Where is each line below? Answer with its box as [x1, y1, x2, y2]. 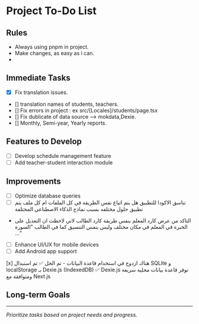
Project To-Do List [6, 4, 97, 18]
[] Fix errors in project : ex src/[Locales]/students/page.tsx [14, 106, 158, 114]
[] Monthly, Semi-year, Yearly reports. [14, 119, 107, 127]
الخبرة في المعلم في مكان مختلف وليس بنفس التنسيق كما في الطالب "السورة [14, 223, 188, 230]
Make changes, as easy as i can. [14, 50, 95, 57]
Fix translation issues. [14, 89, 68, 96]
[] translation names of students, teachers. [14, 101, 119, 108]
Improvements [6, 176, 61, 187]
